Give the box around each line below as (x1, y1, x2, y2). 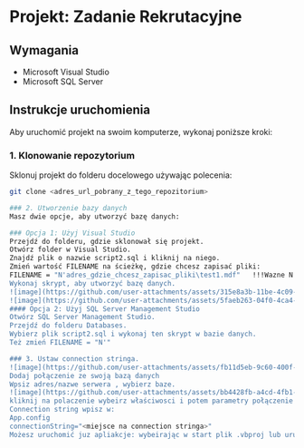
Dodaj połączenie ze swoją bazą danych (9, 371, 160, 380)
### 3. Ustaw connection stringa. (9, 354, 140, 364)
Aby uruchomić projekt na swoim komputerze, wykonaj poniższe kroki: (9, 126, 273, 137)
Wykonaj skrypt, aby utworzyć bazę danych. (9, 278, 176, 287)
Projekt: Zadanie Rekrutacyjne (9, 6, 242, 27)
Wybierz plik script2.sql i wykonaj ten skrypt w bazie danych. (9, 329, 257, 339)
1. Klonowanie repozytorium (9, 149, 136, 161)
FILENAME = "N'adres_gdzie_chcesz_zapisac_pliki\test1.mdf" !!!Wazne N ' (9, 270, 298, 280)
